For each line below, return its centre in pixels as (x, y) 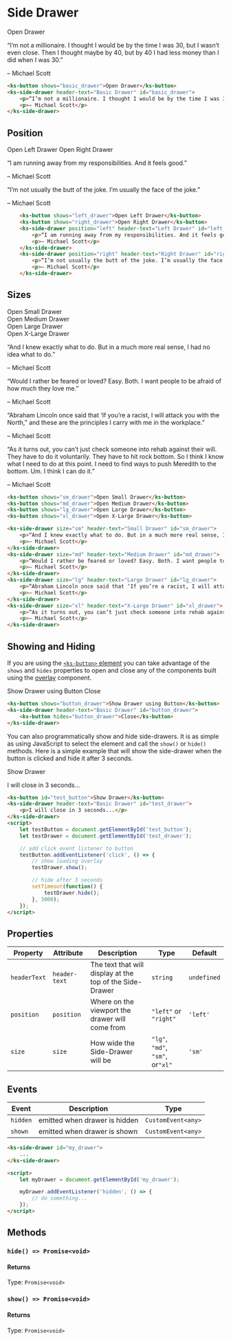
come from (108, 1028)
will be (101, 1060)
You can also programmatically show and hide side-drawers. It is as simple (113, 736)
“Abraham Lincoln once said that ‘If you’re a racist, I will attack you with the (113, 415)
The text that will (117, 965)
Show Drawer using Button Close (54, 691)
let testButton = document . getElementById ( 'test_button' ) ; (106, 829)
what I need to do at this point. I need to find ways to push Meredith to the (112, 464)
